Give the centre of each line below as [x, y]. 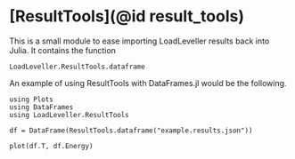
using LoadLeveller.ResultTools [69, 115]
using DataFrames [41, 107]
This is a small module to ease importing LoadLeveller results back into [139, 41]
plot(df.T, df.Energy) [51, 146]
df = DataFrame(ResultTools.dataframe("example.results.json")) [131, 131]
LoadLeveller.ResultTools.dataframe [77, 67]
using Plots [31, 99]
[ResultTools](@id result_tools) [127, 16]
